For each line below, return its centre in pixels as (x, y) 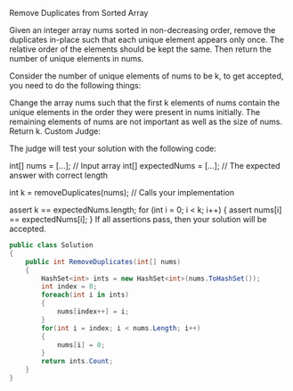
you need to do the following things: (75, 85)
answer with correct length (59, 175)
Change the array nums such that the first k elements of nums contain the (145, 103)
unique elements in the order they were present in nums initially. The (135, 112)
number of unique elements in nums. (77, 58)
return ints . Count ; (77, 362)
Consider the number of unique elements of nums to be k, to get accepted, (146, 76)
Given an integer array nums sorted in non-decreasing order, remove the (142, 30)
